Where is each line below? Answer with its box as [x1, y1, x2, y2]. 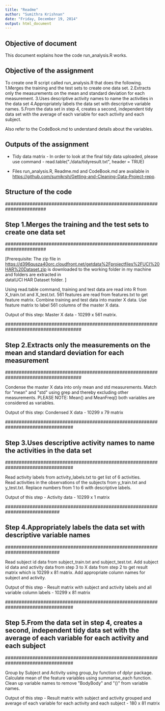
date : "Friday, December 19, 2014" [5, 16, 78, 21]
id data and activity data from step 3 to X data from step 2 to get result [5, 564, 148, 570]
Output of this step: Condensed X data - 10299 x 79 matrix [5, 410, 124, 415]
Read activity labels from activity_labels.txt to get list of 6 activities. [5, 474, 141, 480]
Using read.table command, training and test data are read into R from [5, 287, 147, 293]
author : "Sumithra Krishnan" [5, 12, 65, 17]
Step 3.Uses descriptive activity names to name [5, 439, 155, 447]
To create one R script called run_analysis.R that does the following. [5, 79, 142, 85]
